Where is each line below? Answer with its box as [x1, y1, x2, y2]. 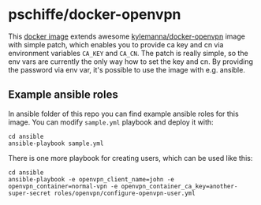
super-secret [8, 189, 51, 197]
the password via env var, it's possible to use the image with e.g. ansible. [8, 65, 246, 74]
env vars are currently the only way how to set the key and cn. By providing [8, 57, 254, 66]
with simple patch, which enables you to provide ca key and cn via [8, 39, 224, 49]
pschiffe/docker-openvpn [8, 6, 181, 24]
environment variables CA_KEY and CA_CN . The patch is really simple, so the [8, 48, 248, 58]
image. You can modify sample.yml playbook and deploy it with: [8, 117, 214, 127]
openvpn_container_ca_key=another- [121, 182, 238, 190]
